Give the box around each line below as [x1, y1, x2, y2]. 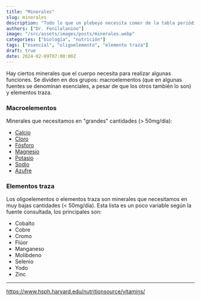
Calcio [14, 129, 31, 136]
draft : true [6, 48, 36, 54]
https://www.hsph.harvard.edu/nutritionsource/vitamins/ [6, 288, 145, 295]
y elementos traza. [6, 89, 52, 96]
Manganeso [14, 245, 45, 253]
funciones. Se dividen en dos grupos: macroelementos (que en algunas [6, 76, 182, 83]
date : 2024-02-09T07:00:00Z [6, 53, 77, 59]
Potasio [14, 154, 34, 162]
